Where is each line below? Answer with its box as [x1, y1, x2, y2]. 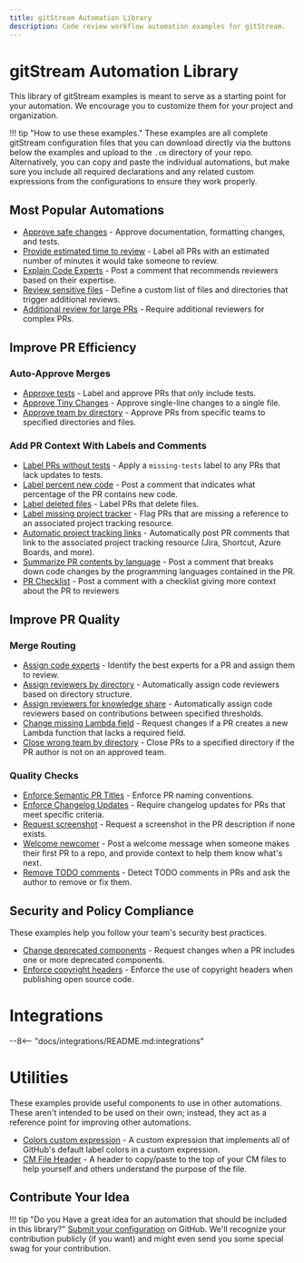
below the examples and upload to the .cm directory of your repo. [9, 147, 254, 158]
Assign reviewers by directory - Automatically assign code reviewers [22, 679, 279, 690]
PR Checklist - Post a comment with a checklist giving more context [22, 576, 277, 587]
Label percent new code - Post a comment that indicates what [22, 479, 256, 491]
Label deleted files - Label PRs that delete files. [22, 499, 200, 510]
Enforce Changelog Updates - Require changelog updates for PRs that [22, 800, 286, 811]
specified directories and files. [22, 416, 137, 427]
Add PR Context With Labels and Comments [9, 439, 207, 452]
